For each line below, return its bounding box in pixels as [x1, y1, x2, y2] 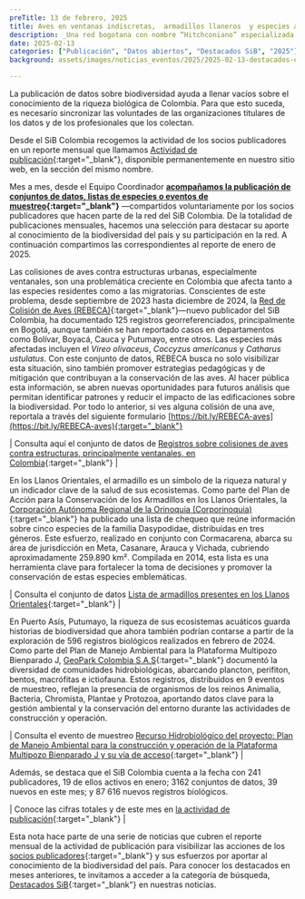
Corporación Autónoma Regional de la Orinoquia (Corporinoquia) [9, 504, 252, 514]
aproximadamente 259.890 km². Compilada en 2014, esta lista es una [9, 552, 270, 562]
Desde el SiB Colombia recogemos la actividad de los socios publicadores [9, 135, 287, 145]
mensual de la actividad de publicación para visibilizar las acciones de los [9, 841, 286, 851]
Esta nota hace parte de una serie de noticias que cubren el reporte [9, 831, 262, 842]
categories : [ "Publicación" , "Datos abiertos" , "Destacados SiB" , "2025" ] [9, 47, 299, 56]
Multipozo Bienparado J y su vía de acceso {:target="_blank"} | [9, 749, 243, 760]
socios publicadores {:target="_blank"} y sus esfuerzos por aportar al [9, 850, 268, 861]
